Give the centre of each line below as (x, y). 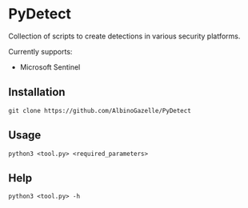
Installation (37, 92)
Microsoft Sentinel (50, 67)
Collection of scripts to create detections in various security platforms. (124, 36)
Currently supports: (40, 51)
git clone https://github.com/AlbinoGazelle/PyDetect (100, 110)
